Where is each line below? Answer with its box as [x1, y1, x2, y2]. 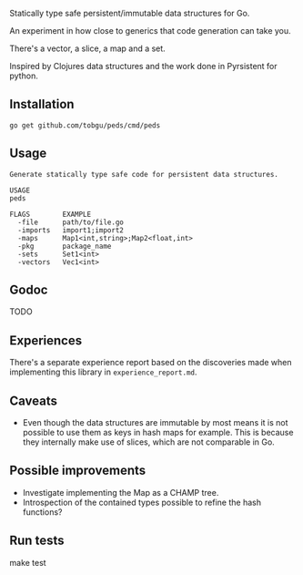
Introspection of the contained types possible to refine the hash [22, 497, 262, 508]
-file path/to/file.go [17, 218, 125, 227]
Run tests [9, 533, 65, 549]
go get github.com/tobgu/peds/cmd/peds [9, 120, 161, 130]
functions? [22, 506, 63, 518]
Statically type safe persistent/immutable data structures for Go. [9, 8, 250, 18]
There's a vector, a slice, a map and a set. [9, 43, 166, 54]
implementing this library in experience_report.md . [9, 366, 197, 377]
